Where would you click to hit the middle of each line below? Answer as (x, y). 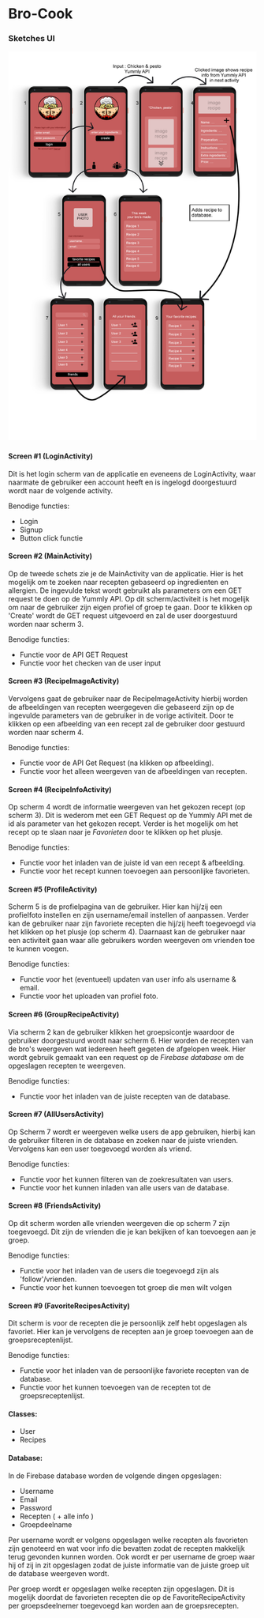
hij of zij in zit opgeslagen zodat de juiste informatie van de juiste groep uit (129, 1565)
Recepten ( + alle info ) (57, 1516)
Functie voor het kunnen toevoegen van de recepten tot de (115, 1387)
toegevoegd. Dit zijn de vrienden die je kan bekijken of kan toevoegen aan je (132, 1232)
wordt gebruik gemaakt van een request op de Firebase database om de (126, 1057)
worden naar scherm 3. (46, 624)
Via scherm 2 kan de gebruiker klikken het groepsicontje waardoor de (121, 1032)
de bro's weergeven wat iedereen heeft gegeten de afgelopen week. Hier (127, 1049)
